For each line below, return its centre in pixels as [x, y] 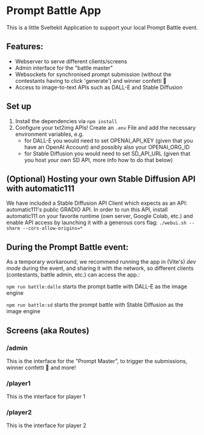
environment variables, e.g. [49, 134]
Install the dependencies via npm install [66, 121]
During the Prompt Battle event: [68, 247]
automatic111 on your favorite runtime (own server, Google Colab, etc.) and [100, 216]
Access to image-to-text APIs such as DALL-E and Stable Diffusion [99, 87]
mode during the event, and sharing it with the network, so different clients [100, 268]
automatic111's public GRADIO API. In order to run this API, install [87, 210]
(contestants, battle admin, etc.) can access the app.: [73, 275]
